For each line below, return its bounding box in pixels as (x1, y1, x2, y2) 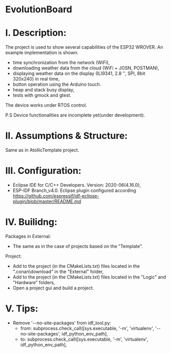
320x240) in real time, (12, 76, 60, 82)
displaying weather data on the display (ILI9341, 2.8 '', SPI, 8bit (12, 70, 145, 76)
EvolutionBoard (5, 4, 73, 15)
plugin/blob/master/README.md (12, 199, 81, 204)
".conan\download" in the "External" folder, (12, 268, 104, 274)
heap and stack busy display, (12, 87, 75, 93)
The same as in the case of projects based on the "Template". (12, 243, 143, 249)
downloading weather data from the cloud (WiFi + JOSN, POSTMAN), (12, 65, 160, 71)
